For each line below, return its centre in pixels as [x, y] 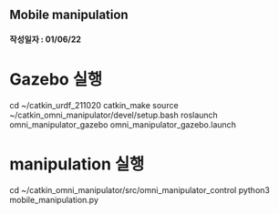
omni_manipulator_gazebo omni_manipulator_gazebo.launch [123, 124]
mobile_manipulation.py [54, 199]
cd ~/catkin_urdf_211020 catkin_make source [94, 105]
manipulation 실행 [77, 164]
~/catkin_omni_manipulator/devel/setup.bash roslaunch [114, 115]
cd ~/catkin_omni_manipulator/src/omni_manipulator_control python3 [140, 189]
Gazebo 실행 [56, 80]
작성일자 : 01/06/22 [46, 39]
